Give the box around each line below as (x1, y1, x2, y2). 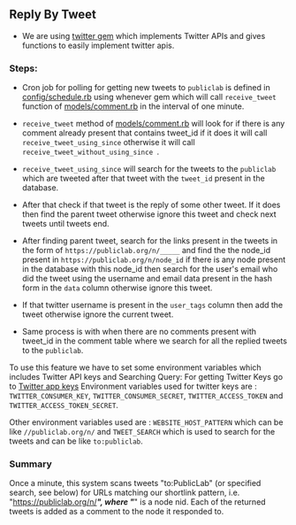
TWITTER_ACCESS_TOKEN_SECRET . (9, 400, 119, 411)
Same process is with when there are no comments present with (21, 327, 257, 337)
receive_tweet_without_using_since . (21, 146, 160, 158)
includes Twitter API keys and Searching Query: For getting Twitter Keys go (9, 372, 284, 382)
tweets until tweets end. (21, 219, 110, 229)
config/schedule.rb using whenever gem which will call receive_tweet (21, 92, 277, 103)
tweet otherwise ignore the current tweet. (21, 309, 174, 320)
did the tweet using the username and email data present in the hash (21, 274, 272, 284)
